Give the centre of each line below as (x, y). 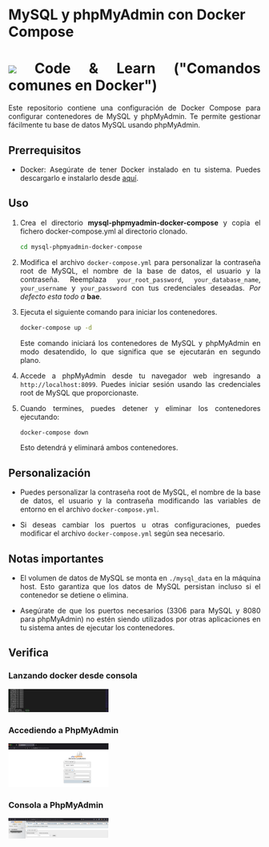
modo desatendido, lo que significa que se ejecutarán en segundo (140, 352)
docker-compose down (54, 432)
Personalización (50, 472)
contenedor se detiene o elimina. (74, 595)
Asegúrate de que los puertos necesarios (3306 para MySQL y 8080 (140, 611)
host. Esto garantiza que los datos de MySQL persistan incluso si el (140, 586)
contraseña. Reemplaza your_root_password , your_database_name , (140, 279)
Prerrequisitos (45, 150)
